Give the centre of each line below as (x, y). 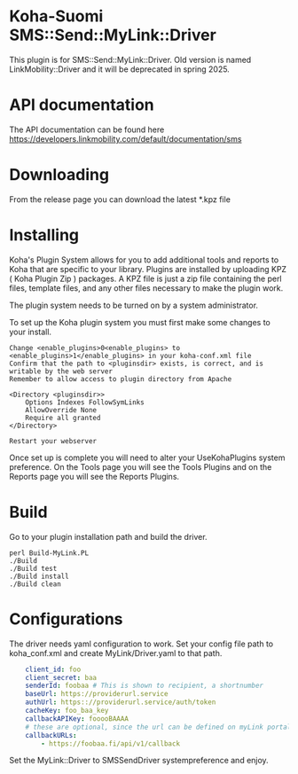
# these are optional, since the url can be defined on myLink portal (158, 727)
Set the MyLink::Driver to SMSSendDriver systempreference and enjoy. (139, 761)
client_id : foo (53, 669)
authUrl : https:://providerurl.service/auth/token (121, 702)
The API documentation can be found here (87, 129)
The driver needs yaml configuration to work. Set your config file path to (141, 644)
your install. (30, 332)
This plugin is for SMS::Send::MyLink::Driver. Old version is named (130, 59)
